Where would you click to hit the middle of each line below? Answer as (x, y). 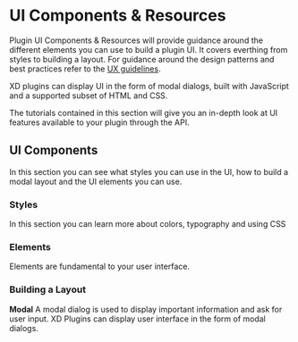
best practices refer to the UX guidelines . (85, 69)
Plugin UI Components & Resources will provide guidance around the (136, 40)
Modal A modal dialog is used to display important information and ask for (146, 309)
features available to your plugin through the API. (99, 122)
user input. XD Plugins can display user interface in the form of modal (137, 319)
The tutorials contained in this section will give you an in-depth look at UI (144, 113)
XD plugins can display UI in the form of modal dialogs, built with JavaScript (149, 86)
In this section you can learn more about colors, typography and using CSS (148, 224)
